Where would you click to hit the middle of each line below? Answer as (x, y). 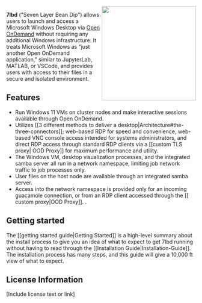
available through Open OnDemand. (59, 118)
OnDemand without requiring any (47, 34)
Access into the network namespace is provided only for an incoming (101, 189)
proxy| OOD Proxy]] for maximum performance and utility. (87, 151)
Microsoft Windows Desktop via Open (53, 27)
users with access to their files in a (49, 72)
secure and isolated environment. (47, 79)
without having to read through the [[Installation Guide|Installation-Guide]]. (99, 248)
